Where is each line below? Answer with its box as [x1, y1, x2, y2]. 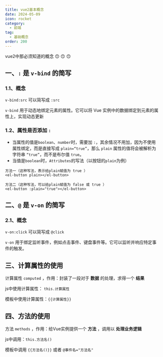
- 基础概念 [9, 35, 29, 40]
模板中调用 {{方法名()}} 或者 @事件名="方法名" [5, 347, 94, 353]
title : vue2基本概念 [5, 7, 44, 12]
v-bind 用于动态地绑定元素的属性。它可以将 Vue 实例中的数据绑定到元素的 [5, 108, 154, 113]
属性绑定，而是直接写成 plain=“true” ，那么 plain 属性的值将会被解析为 [12, 145, 157, 151]
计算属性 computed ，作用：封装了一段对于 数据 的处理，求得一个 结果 [5, 275, 144, 281]
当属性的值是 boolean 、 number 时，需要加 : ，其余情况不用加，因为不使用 [12, 139, 156, 145]
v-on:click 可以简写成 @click [5, 229, 65, 235]
